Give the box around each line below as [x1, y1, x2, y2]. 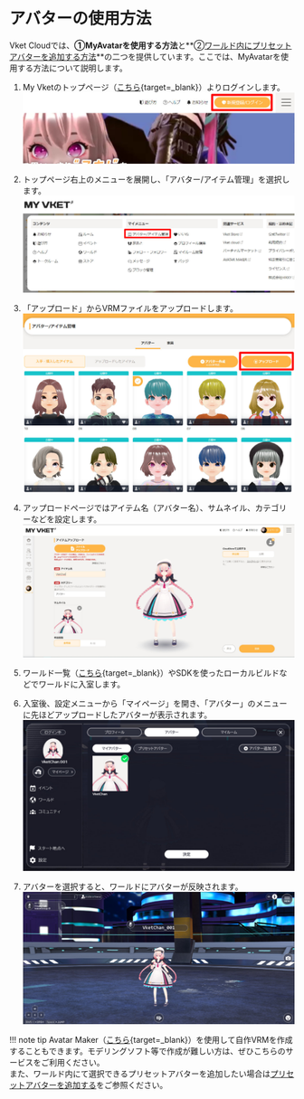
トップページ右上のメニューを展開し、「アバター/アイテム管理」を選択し [22, 174, 290, 185]
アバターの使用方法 [9, 8, 152, 29]
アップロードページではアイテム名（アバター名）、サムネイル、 [22, 502, 256, 513]
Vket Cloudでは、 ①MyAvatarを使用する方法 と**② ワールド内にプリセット [9, 40, 292, 51]
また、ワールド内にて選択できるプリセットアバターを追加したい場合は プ [9, 1068, 279, 1079]
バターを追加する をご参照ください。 [33, 1080, 168, 1091]
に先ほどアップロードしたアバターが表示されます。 [22, 709, 213, 720]
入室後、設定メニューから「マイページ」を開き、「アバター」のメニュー [22, 698, 288, 709]
